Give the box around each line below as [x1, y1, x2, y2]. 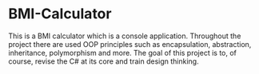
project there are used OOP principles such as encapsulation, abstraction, [8, 39, 252, 49]
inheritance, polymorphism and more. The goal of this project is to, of [8, 48, 237, 57]
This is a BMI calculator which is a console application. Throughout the [8, 31, 241, 41]
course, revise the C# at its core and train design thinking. [8, 56, 199, 66]
